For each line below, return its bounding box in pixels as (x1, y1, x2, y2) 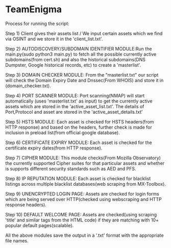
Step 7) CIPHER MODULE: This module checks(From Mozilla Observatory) (5, 155, 161, 161)
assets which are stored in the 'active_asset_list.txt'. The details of (5, 103, 144, 109)
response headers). (5, 202, 47, 208)
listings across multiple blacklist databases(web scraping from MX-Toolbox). (5, 181, 166, 187)
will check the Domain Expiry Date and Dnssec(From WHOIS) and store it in (5, 77, 164, 83)
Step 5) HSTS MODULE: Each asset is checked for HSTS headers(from (5, 118, 154, 125)
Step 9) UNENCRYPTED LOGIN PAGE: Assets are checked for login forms (5, 190, 159, 197)
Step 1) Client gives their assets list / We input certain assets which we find (5, 30, 163, 36)
